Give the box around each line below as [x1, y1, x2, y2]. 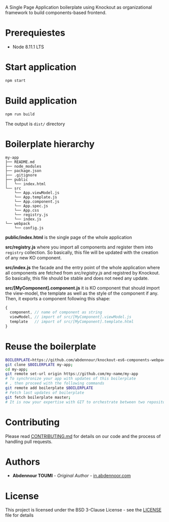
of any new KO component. [5, 254, 62, 260]
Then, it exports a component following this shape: [5, 295, 111, 301]
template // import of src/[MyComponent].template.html [10, 319, 134, 324]
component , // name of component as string [10, 310, 102, 315]
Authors [5, 456, 40, 467]
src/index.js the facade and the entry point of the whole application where [5, 264, 160, 271]
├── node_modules [5, 163, 42, 169]
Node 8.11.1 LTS [12, 44, 44, 50]
